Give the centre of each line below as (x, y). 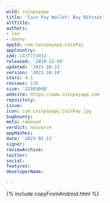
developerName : (25, 172)
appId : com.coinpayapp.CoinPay (45, 45)
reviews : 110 (22, 84)
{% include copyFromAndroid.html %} (53, 194)
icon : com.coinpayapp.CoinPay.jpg (49, 111)
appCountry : (21, 50)
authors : (17, 28)
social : (16, 161)
